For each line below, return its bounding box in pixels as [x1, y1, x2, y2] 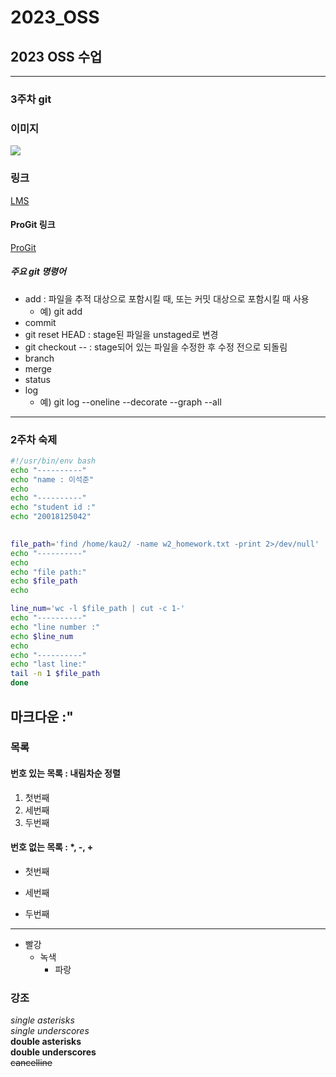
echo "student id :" [10, 502, 97, 513]
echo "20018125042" [10, 512, 92, 522]
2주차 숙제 [10, 432, 58, 446]
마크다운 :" [10, 708, 74, 725]
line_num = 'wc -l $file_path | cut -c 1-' [10, 604, 186, 614]
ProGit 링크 [10, 219, 56, 231]
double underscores [10, 1046, 97, 1058]
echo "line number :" [10, 622, 101, 632]
